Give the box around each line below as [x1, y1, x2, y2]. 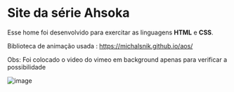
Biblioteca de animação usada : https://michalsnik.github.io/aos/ [7, 41, 193, 50]
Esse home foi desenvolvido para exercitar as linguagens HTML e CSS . [7, 28, 214, 37]
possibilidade [7, 63, 46, 71]
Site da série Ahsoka [7, 5, 130, 21]
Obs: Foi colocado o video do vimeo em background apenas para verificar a [7, 55, 227, 64]
